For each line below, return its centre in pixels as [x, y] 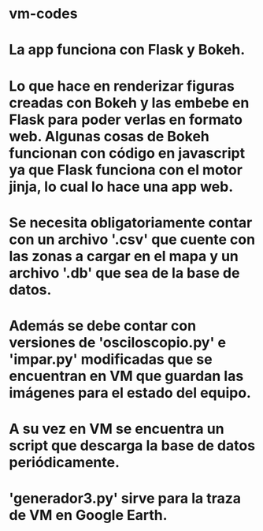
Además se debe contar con [102, 325]
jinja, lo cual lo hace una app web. [121, 187]
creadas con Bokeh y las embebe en [129, 103]
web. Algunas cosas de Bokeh [109, 136]
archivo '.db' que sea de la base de [124, 273]
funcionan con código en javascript [127, 153]
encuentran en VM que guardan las [126, 376]
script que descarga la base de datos [132, 446]
